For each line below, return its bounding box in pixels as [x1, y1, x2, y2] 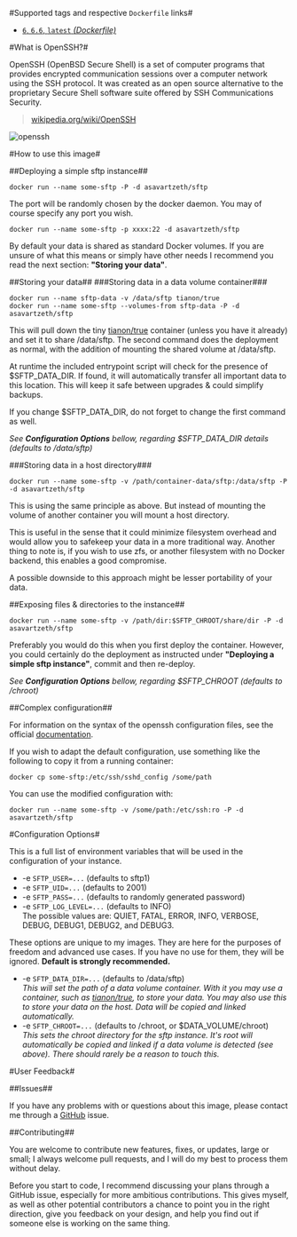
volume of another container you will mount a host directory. [9, 510, 231, 520]
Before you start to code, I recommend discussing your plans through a [9, 1180, 270, 1191]
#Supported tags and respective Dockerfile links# [9, 8, 193, 18]
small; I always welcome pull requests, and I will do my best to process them [9, 1154, 288, 1164]
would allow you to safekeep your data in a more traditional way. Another [9, 536, 276, 547]
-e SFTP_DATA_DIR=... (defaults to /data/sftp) [21, 973, 185, 984]
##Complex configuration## [9, 702, 113, 713]
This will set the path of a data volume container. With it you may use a [21, 983, 284, 993]
